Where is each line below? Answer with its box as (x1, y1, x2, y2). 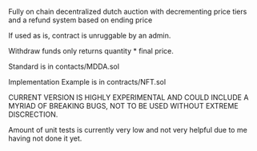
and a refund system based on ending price (8, 15, 153, 25)
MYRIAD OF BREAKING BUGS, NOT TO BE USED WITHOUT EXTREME (8, 101, 239, 110)
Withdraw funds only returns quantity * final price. (8, 46, 175, 55)
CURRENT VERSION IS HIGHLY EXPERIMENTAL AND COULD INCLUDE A (8, 93, 249, 102)
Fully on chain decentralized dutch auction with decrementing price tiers (8, 7, 247, 16)
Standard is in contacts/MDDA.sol (8, 62, 120, 71)
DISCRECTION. (8, 109, 58, 119)
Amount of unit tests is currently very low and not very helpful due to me (8, 125, 248, 134)
